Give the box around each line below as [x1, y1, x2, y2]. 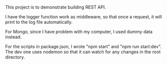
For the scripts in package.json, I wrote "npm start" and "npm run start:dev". [5, 44, 162, 49]
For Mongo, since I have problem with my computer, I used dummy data [5, 29, 153, 34]
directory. [5, 54, 25, 60]
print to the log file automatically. [5, 19, 73, 25]
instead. [5, 34, 22, 40]
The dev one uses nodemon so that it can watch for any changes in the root [5, 49, 161, 55]
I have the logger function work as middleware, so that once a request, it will [5, 14, 162, 19]
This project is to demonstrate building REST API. [5, 4, 106, 10]
